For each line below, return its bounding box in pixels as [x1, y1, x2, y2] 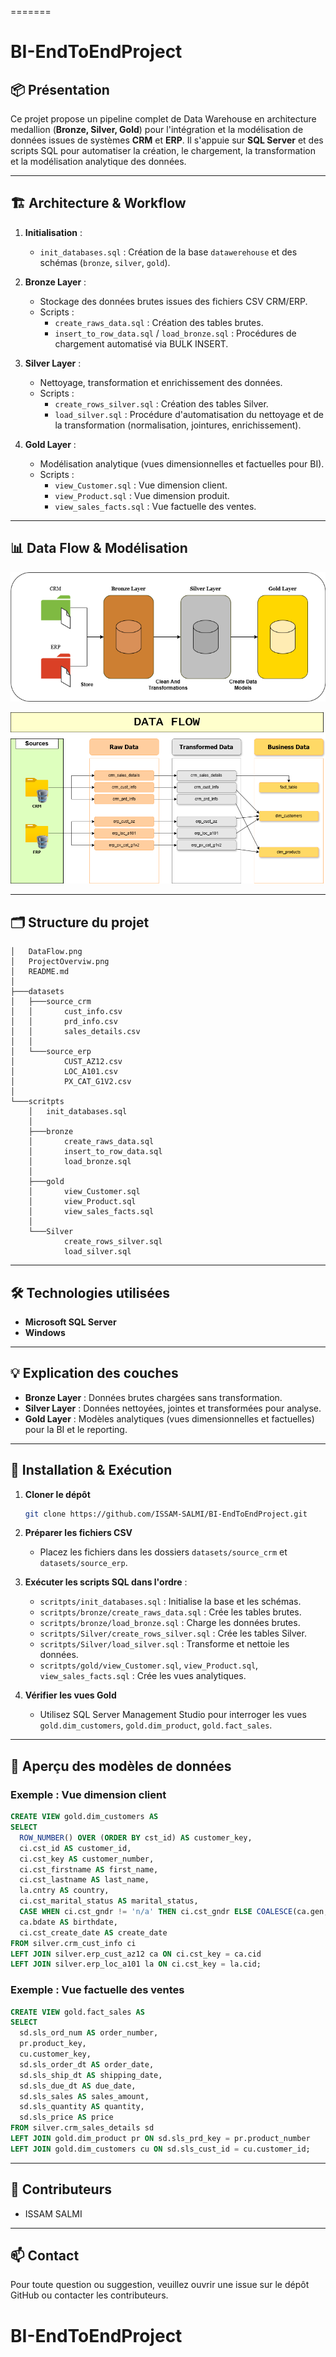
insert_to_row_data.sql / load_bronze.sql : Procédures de [54, 327, 297, 339]
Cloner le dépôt [24, 1488, 91, 1500]
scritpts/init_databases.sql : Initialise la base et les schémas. [39, 1596, 302, 1608]
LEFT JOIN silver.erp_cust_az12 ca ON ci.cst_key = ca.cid [10, 1949, 262, 1959]
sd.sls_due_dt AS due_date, [19, 2081, 137, 2091]
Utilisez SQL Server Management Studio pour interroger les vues [39, 1709, 307, 1721]
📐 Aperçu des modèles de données [10, 1757, 232, 1775]
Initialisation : [24, 226, 83, 238]
